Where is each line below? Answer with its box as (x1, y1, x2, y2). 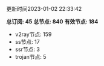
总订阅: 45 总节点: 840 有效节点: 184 (6, 18, 99, 25)
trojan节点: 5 (15, 53, 47, 60)
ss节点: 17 (15, 38, 41, 45)
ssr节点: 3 (15, 46, 41, 53)
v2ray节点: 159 (15, 31, 52, 38)
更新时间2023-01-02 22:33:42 (6, 5, 82, 12)
